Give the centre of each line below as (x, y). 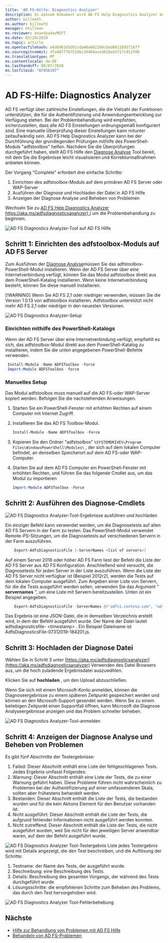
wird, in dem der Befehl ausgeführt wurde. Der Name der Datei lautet (76, 621)
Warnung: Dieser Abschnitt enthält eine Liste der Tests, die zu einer (82, 777)
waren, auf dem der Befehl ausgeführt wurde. (59, 836)
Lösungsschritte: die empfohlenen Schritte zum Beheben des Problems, (86, 887)
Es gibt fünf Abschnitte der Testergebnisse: (50, 757)
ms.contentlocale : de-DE (31, 61)
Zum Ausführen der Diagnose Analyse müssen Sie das (61, 264)
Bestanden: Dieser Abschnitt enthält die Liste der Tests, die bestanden (85, 798)
